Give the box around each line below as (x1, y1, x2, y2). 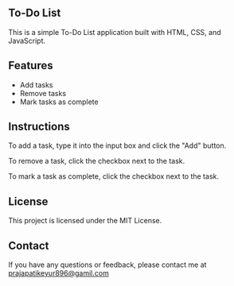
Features (8, 59, 53, 72)
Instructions (8, 120, 70, 133)
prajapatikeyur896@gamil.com (8, 269, 109, 278)
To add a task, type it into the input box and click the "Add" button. (8, 141, 227, 150)
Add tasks (19, 79, 53, 90)
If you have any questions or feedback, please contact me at (8, 260, 207, 269)
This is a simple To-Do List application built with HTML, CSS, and (8, 27, 221, 37)
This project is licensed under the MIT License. (8, 216, 162, 226)
